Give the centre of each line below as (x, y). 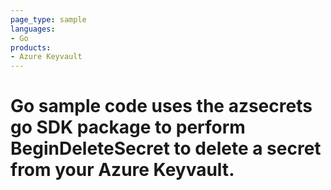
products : (31, 47)
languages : (33, 29)
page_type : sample (48, 19)
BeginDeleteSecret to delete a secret (166, 148)
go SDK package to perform (128, 127)
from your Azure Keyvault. (122, 170)
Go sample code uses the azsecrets (161, 106)
